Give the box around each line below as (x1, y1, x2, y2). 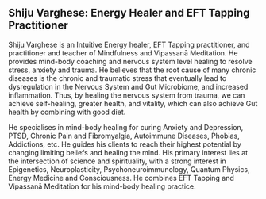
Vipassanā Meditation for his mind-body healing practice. (8, 182, 196, 191)
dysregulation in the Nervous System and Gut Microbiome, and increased (8, 82, 249, 91)
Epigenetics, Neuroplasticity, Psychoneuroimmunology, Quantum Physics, (8, 164, 250, 174)
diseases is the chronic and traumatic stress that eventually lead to (8, 73, 227, 82)
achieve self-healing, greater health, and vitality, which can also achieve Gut (8, 98, 258, 108)
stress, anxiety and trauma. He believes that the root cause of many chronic (8, 65, 256, 75)
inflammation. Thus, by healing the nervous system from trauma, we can (8, 90, 245, 100)
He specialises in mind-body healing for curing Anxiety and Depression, (8, 122, 244, 132)
